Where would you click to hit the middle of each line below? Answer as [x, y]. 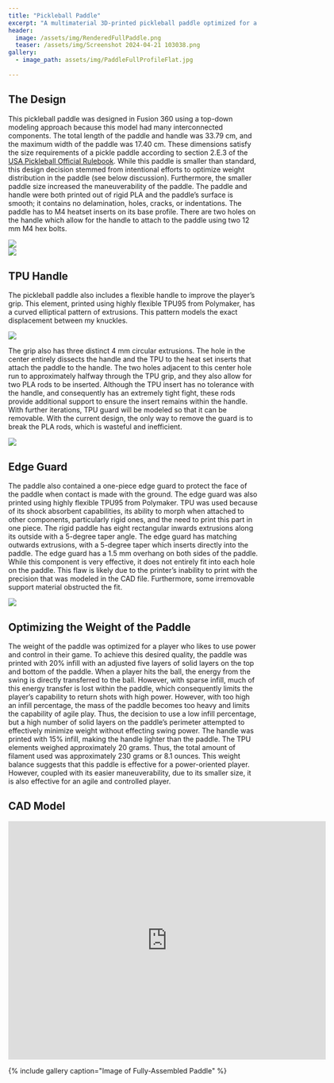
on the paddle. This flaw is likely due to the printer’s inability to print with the [133, 571]
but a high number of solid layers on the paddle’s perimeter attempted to [127, 722]
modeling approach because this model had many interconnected [116, 127]
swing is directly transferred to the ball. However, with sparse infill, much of [132, 680]
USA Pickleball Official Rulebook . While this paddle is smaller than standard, [132, 161]
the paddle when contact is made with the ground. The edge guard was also [133, 494]
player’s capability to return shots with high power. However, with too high [129, 697]
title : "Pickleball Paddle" [55, 15]
